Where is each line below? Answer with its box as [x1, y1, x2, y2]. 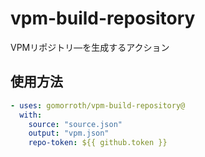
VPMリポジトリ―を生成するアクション [10, 41, 170, 53]
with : [19, 110, 43, 120]
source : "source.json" [28, 119, 123, 129]
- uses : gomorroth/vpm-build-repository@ [10, 100, 186, 111]
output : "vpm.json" [28, 128, 110, 139]
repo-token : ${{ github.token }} [28, 138, 168, 148]
